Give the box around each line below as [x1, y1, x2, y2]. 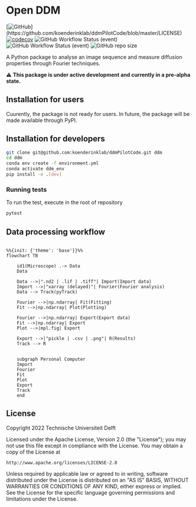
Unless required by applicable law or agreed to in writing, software [6, 470, 168, 477]
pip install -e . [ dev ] [6, 172, 62, 177]
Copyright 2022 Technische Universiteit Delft [6, 424, 116, 431]
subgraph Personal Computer [17, 356, 86, 362]
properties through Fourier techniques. [6, 60, 100, 67]
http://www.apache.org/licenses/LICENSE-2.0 [6, 460, 117, 466]
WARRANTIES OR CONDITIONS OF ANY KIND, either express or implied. [6, 483, 182, 490]
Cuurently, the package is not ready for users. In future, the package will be [6, 110, 190, 117]
